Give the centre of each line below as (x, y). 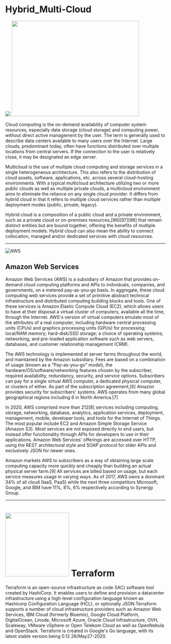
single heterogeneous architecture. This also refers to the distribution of (81, 172)
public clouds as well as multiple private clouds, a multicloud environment (83, 188)
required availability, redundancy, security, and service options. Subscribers (85, 375)
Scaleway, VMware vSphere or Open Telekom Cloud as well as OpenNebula (85, 625)
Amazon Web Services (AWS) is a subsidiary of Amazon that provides (78, 279)
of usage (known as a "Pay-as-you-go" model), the (59, 365)
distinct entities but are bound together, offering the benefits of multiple (80, 225)
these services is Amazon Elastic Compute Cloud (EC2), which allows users (84, 306)
